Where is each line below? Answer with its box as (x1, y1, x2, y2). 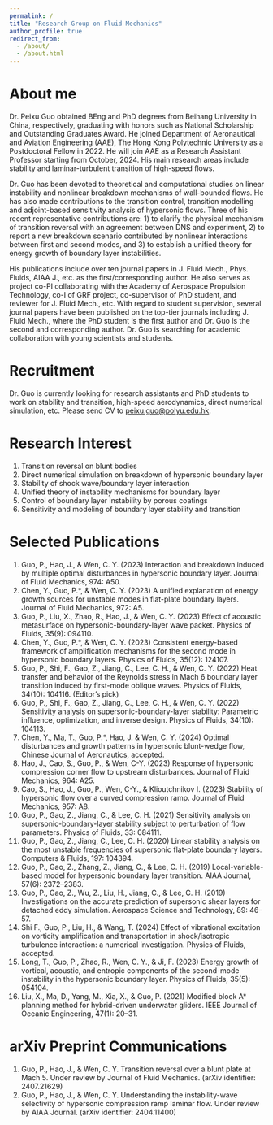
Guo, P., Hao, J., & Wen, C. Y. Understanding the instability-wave (20, 1090, 238, 1100)
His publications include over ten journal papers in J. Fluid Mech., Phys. (9, 263, 249, 273)
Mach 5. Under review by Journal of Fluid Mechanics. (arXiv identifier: (20, 1072, 256, 1082)
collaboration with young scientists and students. (9, 332, 174, 342)
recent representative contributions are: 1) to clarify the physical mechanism (9, 213, 265, 224)
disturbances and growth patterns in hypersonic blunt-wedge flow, (20, 741, 245, 750)
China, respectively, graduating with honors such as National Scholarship (9, 119, 254, 130)
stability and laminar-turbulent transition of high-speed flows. (9, 163, 214, 173)
